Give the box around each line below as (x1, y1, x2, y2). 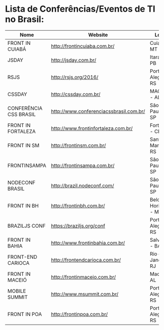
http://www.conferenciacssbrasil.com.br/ (51, 108, 145, 115)
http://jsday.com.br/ (51, 57, 97, 63)
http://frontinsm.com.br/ (51, 142, 106, 149)
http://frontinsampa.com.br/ (51, 162, 115, 169)
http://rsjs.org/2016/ (51, 74, 99, 80)
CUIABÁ (7, 45, 26, 52)
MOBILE (7, 288, 26, 294)
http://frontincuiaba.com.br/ (51, 42, 115, 49)
